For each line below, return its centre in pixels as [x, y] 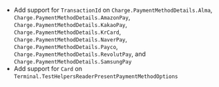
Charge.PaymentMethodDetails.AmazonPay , [72, 17]
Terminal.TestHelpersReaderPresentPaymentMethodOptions [96, 77]
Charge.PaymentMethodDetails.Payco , [66, 47]
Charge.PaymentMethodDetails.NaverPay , [70, 39]
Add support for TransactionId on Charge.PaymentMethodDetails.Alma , [113, 10]
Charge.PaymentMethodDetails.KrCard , [67, 32]
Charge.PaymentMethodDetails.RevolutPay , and [80, 54]
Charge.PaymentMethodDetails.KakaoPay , [70, 25]
